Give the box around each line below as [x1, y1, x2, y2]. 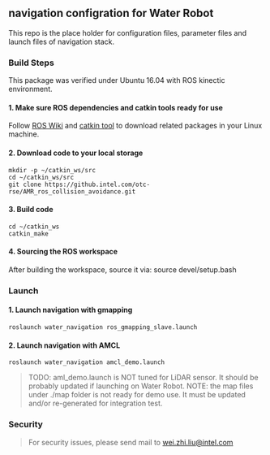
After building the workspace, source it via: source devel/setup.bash [8, 264, 237, 275]
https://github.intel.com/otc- [44, 180, 151, 188]
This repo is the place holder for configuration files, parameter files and [8, 28, 247, 37]
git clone [8, 180, 42, 188]
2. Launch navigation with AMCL [8, 340, 121, 350]
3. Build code [8, 205, 54, 214]
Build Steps [8, 57, 54, 68]
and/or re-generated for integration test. [28, 398, 163, 409]
